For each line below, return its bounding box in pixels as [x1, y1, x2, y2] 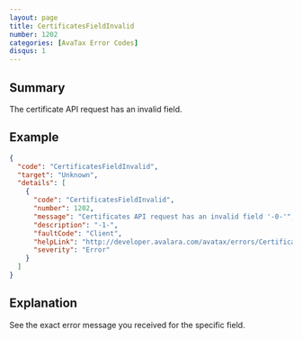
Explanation [9, 296, 78, 311]
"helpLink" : [32, 237, 78, 246]
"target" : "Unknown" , [17, 170, 99, 180]
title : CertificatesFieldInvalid [9, 22, 135, 31]
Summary [9, 80, 66, 95]
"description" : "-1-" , [32, 220, 119, 229]
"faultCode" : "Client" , [32, 228, 123, 238]
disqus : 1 [9, 47, 47, 56]
